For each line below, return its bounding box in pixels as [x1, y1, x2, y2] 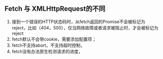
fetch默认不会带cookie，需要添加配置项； [11, 36, 97, 42]
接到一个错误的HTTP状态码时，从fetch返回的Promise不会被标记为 [11, 19, 146, 25]
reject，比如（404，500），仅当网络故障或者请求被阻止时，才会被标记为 [11, 25, 159, 30]
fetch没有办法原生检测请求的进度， [11, 48, 83, 54]
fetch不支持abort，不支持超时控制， [11, 42, 85, 48]
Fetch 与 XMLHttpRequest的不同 [4, 4, 105, 13]
